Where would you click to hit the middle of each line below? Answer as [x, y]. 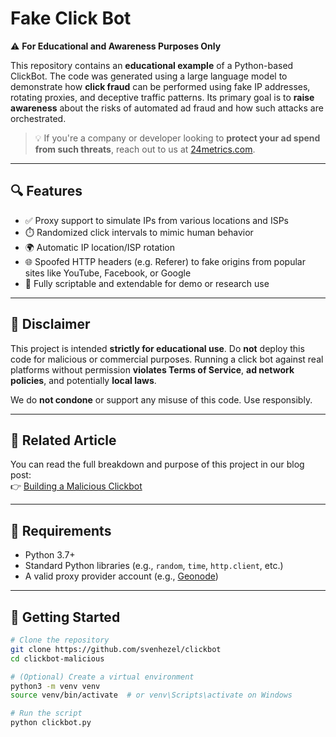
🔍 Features [46, 191]
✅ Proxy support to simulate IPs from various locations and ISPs [156, 220]
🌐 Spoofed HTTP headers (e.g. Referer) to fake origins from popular [165, 261]
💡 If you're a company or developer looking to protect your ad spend [177, 138]
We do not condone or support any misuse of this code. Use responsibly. [161, 399]
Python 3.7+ [50, 555]
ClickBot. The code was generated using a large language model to [149, 76]
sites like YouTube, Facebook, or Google [108, 273]
